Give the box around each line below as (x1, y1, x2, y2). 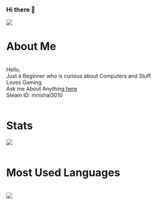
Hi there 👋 (6, 5, 36, 14)
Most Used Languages (6, 166, 120, 180)
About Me (6, 40, 56, 54)
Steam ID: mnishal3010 (6, 91, 63, 99)
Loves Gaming (6, 79, 42, 86)
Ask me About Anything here (6, 85, 77, 93)
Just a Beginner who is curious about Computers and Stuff (6, 72, 151, 80)
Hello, (6, 66, 21, 73)
